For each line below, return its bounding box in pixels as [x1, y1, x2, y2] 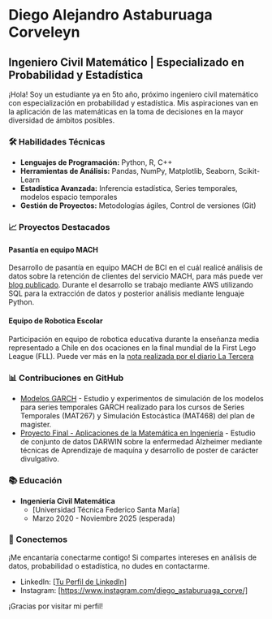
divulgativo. [19, 453, 59, 464]
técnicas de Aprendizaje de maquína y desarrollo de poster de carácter [19, 445, 259, 455]
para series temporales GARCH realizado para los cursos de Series [19, 402, 245, 412]
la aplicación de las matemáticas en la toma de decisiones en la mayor [8, 107, 244, 116]
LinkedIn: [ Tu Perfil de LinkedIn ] [19, 577, 127, 587]
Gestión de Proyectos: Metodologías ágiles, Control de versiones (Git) [19, 201, 257, 210]
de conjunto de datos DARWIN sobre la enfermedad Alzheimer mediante [19, 436, 262, 446]
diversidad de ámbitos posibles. [8, 115, 115, 125]
